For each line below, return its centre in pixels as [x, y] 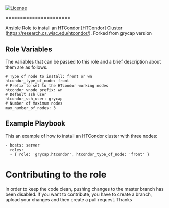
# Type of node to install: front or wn [49, 76]
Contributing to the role [56, 174]
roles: [17, 150]
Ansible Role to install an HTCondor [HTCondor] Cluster [64, 28]
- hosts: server [22, 145]
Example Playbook [35, 124]
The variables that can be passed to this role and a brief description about [83, 61]
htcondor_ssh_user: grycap [34, 99]
